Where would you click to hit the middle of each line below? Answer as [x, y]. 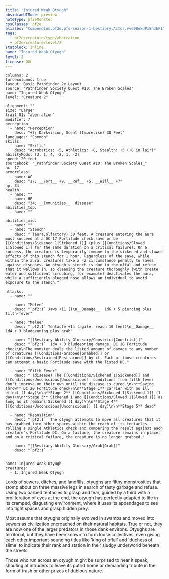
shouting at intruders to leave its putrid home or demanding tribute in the [80, 566]
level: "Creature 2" [27, 97]
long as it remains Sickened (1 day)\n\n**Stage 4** [62, 402]
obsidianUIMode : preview [31, 15]
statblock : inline [24, 47]
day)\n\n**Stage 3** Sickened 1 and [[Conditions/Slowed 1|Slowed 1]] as [84, 397]
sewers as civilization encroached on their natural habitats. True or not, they [84, 524]
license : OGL [19, 62]
